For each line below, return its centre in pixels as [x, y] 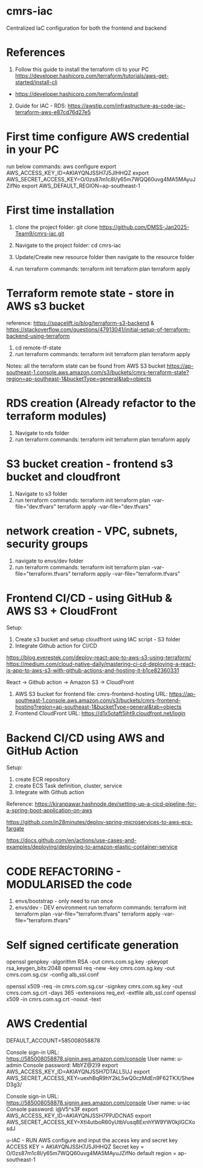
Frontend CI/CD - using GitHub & [89, 598]
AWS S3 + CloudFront [62, 611]
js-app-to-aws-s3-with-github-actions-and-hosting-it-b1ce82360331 [93, 670]
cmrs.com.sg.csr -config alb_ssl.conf [53, 974]
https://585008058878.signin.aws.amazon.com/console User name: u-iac [98, 1103]
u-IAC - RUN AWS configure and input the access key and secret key [92, 1140]
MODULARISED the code [69, 884]
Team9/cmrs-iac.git [40, 233]
